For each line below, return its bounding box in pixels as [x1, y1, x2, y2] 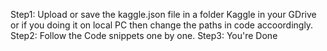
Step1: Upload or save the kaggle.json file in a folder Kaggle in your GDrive [10, 9, 317, 20]
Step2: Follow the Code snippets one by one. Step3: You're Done [10, 30, 278, 41]
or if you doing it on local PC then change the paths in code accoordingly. [10, 19, 314, 31]
